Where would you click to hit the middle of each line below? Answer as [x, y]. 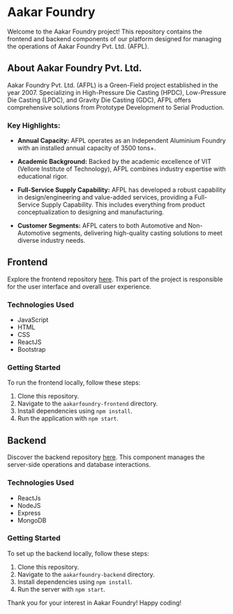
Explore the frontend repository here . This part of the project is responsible [115, 279]
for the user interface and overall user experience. [80, 286]
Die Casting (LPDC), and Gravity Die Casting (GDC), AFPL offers [99, 100]
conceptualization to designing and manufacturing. [90, 212]
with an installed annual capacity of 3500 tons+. [87, 148]
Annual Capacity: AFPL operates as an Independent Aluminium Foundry [121, 141]
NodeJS [29, 505]
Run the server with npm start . [61, 589]
